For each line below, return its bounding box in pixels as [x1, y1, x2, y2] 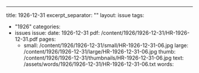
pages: [38, 36, 56, 42]
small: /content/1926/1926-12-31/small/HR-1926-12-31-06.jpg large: [23, 42, 188, 49]
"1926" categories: [14, 23, 61, 30]
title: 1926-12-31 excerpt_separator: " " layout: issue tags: [6, 12, 145, 18]
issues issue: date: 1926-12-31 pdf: [14, 29, 100, 36]
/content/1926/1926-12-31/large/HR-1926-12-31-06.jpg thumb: [23, 48, 176, 55]
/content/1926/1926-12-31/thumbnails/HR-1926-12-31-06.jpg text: [23, 54, 184, 61]
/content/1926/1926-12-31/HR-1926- [101, 29, 190, 36]
